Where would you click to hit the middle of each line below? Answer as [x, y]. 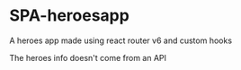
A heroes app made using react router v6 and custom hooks [120, 40]
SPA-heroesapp [70, 16]
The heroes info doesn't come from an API [88, 57]
